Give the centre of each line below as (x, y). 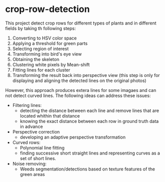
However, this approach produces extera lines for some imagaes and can (81, 90)
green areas (32, 174)
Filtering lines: (27, 105)
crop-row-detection (48, 9)
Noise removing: (29, 163)
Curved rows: (27, 142)
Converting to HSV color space (44, 38)
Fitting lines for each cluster (41, 70)
